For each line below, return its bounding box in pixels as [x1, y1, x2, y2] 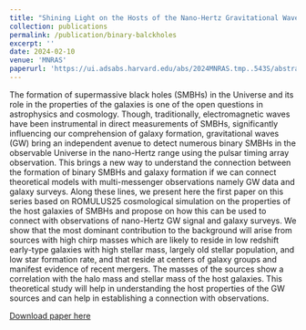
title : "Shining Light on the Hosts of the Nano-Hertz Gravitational [9, 13, 280, 23]
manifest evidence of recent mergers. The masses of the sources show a [9, 263, 284, 274]
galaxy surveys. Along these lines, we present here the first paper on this [9, 186, 284, 197]
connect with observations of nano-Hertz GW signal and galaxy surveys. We [9, 215, 297, 226]
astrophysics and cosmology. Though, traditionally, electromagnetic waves [9, 108, 291, 119]
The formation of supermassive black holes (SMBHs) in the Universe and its [9, 88, 294, 100]
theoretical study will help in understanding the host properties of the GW [9, 283, 285, 294]
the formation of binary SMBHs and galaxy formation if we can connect [9, 166, 277, 178]
